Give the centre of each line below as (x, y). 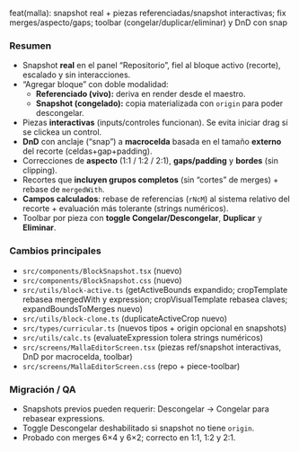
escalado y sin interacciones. (76, 75)
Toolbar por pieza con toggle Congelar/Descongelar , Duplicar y (142, 218)
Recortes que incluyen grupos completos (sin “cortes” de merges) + (150, 180)
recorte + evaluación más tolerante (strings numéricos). (125, 208)
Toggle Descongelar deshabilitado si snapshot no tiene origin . (138, 428)
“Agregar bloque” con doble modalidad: (95, 84)
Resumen (31, 46)
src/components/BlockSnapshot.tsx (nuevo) (102, 270)
